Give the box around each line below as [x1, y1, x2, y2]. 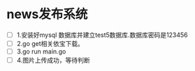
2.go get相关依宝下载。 [16, 40, 85, 47]
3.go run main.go [16, 47, 66, 56]
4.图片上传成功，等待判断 [16, 56, 90, 65]
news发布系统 [6, 6, 88, 22]
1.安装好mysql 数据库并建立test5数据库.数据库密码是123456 [16, 31, 188, 39]
